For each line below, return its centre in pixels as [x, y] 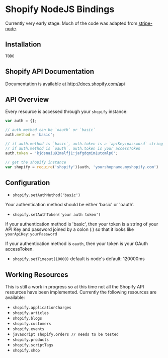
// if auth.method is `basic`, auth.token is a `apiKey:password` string [84, 144]
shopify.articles [31, 313]
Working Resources [37, 275]
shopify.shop [26, 350]
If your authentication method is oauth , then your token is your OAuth [77, 244]
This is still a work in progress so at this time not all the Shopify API [75, 287]
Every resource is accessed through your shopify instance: [66, 111]
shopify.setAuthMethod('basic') [46, 195]
